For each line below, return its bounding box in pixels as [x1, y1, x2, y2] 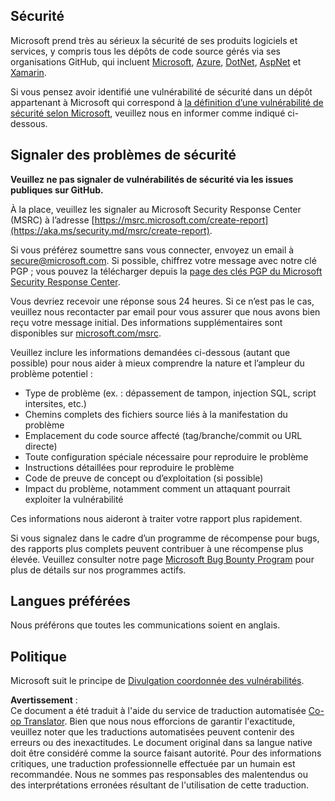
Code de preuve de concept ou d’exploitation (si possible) [24, 472, 264, 484]
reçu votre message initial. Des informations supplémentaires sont [10, 316, 283, 328]
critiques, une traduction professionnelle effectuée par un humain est [10, 758, 296, 770]
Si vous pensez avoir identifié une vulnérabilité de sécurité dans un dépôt [10, 85, 313, 98]
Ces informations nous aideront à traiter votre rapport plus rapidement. [10, 512, 303, 524]
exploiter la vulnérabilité [24, 493, 124, 505]
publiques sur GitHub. [10, 184, 104, 196]
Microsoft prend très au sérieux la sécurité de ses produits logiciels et [10, 34, 298, 46]
